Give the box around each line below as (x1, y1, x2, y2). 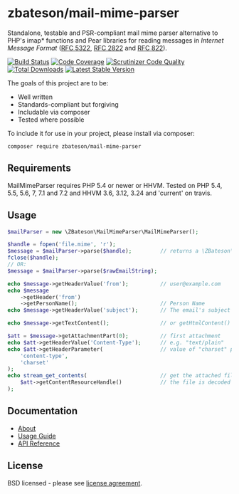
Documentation (7, 405, 78, 417)
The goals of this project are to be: (7, 78, 109, 87)
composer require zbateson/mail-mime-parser (7, 142, 142, 150)
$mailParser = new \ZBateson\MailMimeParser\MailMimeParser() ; (7, 228, 199, 236)
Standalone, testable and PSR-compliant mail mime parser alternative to (7, 28, 218, 37)
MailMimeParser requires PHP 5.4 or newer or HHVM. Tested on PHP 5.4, (7, 181, 223, 189)
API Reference (17, 439, 60, 448)
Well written (17, 93, 53, 101)
